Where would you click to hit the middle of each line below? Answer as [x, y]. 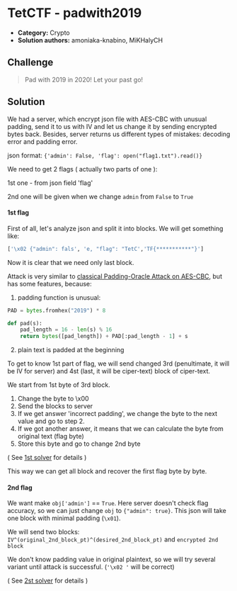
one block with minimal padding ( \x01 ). [64, 518]
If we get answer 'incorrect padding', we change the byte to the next [117, 414]
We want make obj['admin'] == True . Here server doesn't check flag [108, 503]
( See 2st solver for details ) [48, 581]
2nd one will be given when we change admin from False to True [100, 196]
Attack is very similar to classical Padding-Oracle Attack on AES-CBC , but [115, 276]
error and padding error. [42, 141]
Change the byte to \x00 [53, 399]
